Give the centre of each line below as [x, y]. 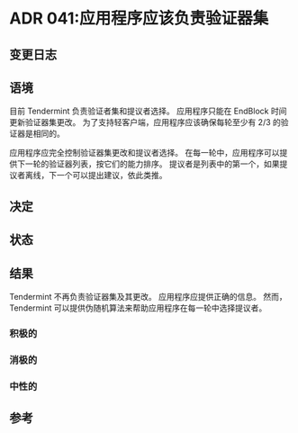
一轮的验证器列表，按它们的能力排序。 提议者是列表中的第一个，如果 [152, 164]
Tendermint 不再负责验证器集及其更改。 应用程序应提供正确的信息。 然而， [148, 296]
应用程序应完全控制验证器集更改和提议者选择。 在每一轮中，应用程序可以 [144, 153]
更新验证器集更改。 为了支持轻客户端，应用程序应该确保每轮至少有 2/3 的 [145, 122]
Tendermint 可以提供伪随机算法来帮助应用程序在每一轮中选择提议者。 [138, 308]
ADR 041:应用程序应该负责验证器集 [139, 18]
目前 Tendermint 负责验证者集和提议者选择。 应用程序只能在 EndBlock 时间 [148, 111]
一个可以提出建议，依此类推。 [112, 176]
